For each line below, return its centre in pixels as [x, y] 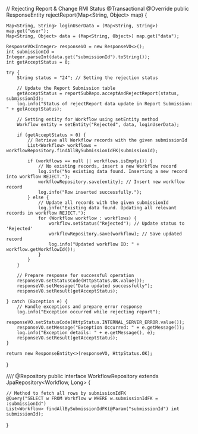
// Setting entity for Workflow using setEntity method [88, 119]
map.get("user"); [28, 31]
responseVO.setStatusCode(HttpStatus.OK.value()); [81, 281]
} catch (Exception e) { [37, 301]
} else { [38, 197]
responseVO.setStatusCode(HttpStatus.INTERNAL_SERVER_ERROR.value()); [95, 322]
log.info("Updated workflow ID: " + [94, 244]
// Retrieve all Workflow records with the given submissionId [107, 140]
